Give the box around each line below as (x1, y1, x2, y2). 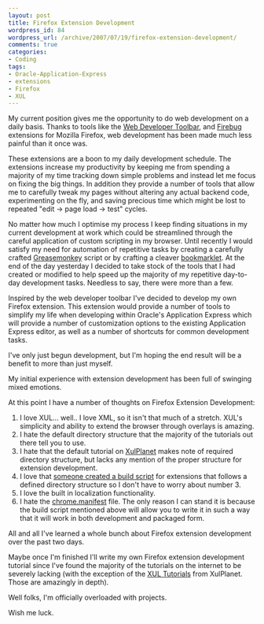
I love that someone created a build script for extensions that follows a (19, 472, 247, 481)
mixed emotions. (8, 383, 62, 392)
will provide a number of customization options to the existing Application (8, 318, 246, 328)
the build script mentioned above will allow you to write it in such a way (19, 505, 251, 514)
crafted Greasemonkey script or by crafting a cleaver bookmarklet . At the (8, 253, 245, 262)
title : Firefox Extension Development (8, 19, 135, 27)
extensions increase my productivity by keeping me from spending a (8, 162, 230, 172)
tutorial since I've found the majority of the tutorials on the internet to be (8, 561, 242, 570)
